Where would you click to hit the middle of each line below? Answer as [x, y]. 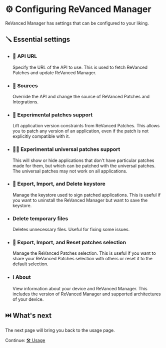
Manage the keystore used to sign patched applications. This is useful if [86, 195]
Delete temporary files [40, 218]
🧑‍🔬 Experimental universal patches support [66, 149]
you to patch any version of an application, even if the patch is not [80, 131]
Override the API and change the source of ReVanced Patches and [81, 96]
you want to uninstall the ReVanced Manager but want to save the [80, 200]
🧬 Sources [25, 85]
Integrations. [25, 102]
